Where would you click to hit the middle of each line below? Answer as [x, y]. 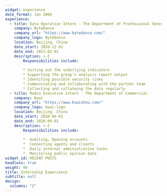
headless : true [21, 163]
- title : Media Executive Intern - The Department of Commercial [79, 93]
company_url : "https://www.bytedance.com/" [60, 33]
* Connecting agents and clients [59, 144]
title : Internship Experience [37, 172]
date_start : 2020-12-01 [39, 47]
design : [13, 182]
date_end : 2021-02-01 [36, 51]
